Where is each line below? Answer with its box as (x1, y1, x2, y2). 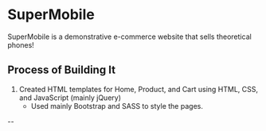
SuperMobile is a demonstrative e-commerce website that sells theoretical (7, 32, 252, 41)
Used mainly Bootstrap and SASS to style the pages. (30, 101, 204, 110)
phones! (7, 40, 35, 49)
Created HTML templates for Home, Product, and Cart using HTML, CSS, (18, 84, 259, 94)
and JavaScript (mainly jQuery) (18, 93, 121, 102)
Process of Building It (7, 64, 116, 77)
